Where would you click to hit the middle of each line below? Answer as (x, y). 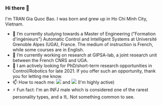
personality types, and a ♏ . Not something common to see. (73, 97)
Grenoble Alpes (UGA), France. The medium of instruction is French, (83, 44)
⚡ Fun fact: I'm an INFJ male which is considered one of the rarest (80, 90)
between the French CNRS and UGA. (50, 60)
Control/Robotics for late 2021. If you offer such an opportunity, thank (84, 71)
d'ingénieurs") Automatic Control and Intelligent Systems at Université (84, 39)
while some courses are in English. (48, 50)
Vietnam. (14, 24)
